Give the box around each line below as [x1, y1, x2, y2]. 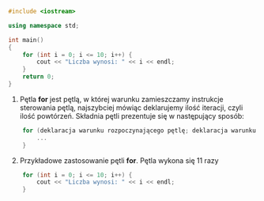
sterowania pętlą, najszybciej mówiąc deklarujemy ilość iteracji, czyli [19, 103, 243, 112]
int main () [8, 36, 44, 44]
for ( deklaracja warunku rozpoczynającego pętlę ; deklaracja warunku [22, 127, 257, 135]
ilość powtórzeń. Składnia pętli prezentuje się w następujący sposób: [19, 111, 245, 120]
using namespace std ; [8, 21, 80, 29]
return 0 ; [22, 73, 55, 81]
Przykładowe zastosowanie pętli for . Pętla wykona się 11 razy [19, 155, 219, 165]
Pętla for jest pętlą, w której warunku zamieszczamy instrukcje [19, 94, 224, 104]
